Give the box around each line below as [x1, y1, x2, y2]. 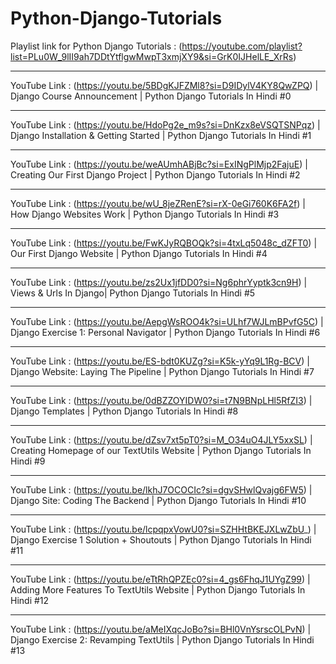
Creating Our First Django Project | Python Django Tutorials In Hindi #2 [10, 168, 301, 181]
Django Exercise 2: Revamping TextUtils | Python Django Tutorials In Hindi [10, 633, 315, 646]
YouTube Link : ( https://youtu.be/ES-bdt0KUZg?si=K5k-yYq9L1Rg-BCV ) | [10, 355, 310, 367]
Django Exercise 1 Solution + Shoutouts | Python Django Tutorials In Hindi [10, 533, 312, 546]
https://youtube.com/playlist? [181, 40, 303, 52]
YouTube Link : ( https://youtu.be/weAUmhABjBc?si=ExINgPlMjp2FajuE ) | [10, 158, 308, 170]
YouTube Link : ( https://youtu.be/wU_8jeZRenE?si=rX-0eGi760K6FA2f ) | [10, 197, 306, 209]
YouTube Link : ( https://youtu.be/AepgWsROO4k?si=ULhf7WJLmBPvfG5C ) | [10, 315, 324, 327]
